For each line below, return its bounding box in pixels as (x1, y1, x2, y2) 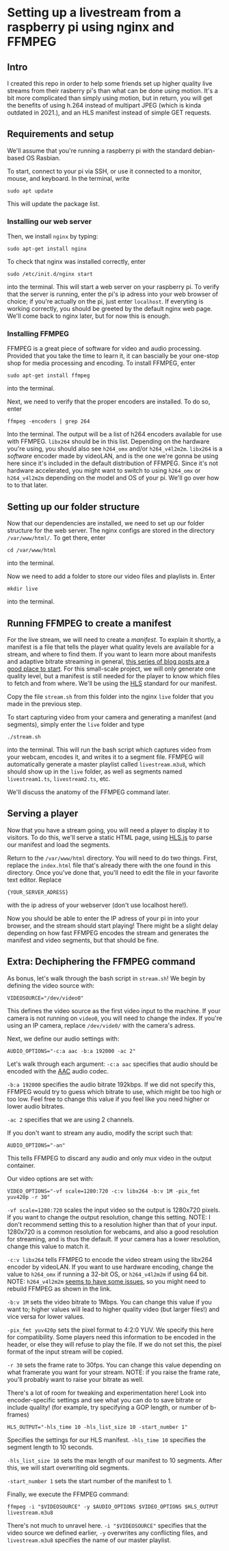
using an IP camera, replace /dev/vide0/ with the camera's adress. (7, 1021, 196, 1029)
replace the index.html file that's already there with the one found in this (7, 861, 211, 869)
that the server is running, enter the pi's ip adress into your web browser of (7, 290, 219, 299)
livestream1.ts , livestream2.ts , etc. (7, 775, 111, 783)
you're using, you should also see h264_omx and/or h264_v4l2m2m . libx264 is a (7, 445, 223, 453)
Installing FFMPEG (7, 329, 70, 338)
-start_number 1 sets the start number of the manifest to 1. (7, 1476, 172, 1485)
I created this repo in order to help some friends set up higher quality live (7, 79, 213, 87)
